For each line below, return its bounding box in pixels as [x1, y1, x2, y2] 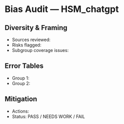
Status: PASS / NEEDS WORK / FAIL [11, 113, 85, 119]
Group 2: [11, 80, 30, 86]
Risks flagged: [11, 42, 41, 48]
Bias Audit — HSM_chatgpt [4, 3, 119, 15]
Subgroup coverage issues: [11, 47, 69, 53]
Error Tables [4, 61, 43, 70]
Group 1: [11, 75, 29, 81]
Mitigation [4, 95, 37, 103]
